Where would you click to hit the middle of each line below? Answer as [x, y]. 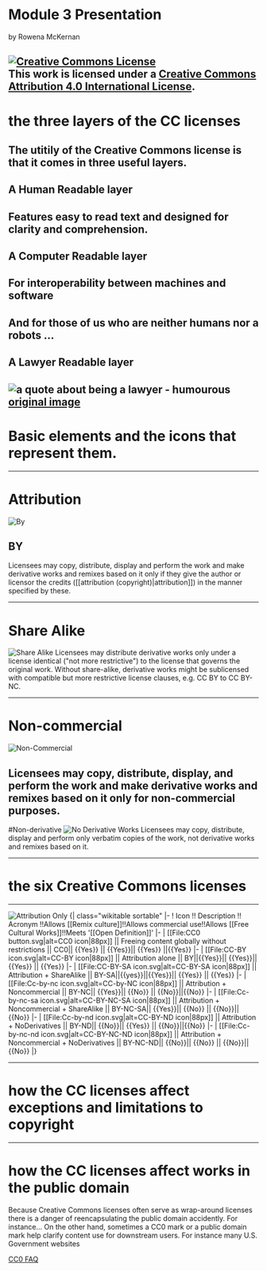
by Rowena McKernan [44, 37]
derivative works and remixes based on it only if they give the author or [125, 574]
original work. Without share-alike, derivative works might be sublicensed [129, 670]
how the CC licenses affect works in [130, 1171]
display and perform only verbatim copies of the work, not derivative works [132, 839]
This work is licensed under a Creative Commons [132, 74]
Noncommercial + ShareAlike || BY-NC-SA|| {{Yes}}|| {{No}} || [110, 1008]
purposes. [35, 810]
